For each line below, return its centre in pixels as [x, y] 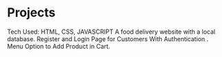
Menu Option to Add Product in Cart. [59, 46]
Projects [32, 13]
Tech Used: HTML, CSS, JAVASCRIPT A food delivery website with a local [111, 32]
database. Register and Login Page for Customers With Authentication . [108, 38]
